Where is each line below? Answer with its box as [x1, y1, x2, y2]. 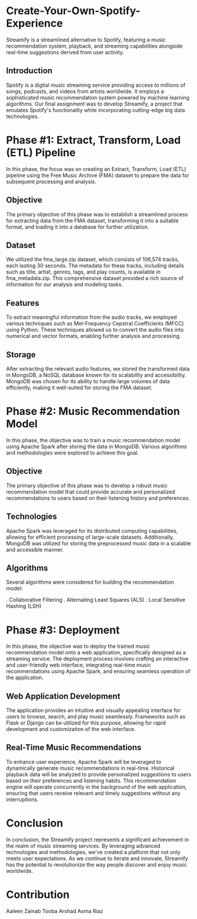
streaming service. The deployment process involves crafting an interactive [6, 656, 189, 663]
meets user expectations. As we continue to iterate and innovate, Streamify [6, 855, 188, 862]
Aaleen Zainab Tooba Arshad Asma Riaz [6, 907, 103, 914]
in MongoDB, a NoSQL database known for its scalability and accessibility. [6, 371, 186, 378]
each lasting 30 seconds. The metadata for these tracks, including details [6, 262, 184, 269]
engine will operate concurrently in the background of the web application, [6, 783, 187, 790]
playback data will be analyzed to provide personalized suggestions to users [6, 770, 192, 778]
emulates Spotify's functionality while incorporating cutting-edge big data [6, 106, 185, 113]
